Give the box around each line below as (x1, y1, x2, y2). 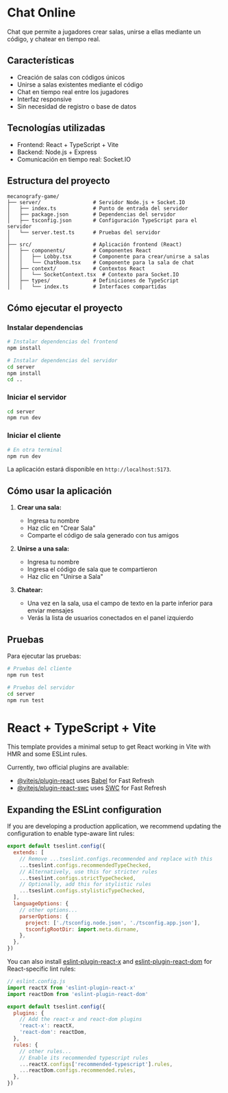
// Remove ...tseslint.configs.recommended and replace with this (19, 855, 213, 862)
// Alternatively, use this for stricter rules (19, 868, 157, 875)
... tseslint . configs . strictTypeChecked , (19, 874, 136, 881)
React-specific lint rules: (7, 964, 76, 973)
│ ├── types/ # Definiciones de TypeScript (7, 277, 179, 285)
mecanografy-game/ (7, 193, 60, 200)
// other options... (19, 906, 78, 914)
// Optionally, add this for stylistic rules (19, 881, 152, 888)
